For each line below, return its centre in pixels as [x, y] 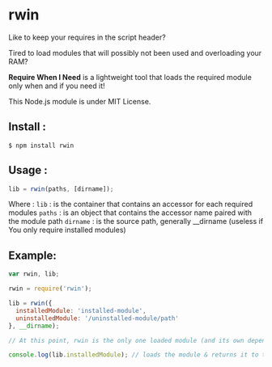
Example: [32, 255]
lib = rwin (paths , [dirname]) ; [61, 189]
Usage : [28, 170]
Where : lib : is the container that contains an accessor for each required [131, 205]
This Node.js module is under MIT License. [80, 101]
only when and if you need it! [57, 86]
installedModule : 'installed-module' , [81, 310]
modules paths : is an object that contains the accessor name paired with [130, 213]
